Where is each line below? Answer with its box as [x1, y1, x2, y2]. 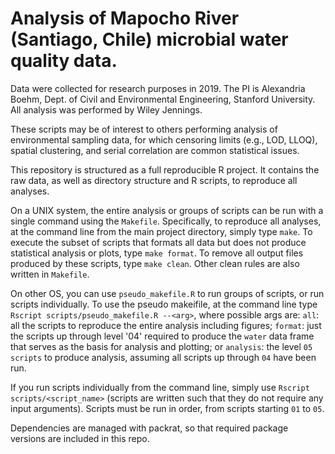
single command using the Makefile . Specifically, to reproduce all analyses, [10, 215, 322, 227]
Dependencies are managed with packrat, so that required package [10, 422, 289, 434]
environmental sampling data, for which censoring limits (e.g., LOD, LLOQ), [10, 133, 318, 146]
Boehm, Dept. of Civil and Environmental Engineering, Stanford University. [10, 93, 316, 105]
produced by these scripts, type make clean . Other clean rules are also [10, 257, 300, 269]
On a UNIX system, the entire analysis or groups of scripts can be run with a [10, 204, 324, 216]
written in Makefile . [10, 268, 90, 280]
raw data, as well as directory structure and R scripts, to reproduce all [10, 174, 298, 186]
